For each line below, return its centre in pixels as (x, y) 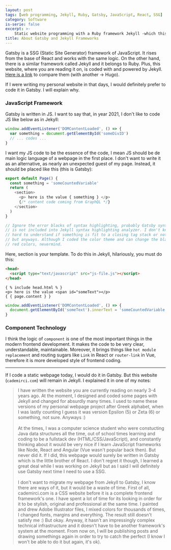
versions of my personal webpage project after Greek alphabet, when (91, 407)
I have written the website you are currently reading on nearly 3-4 (87, 391)
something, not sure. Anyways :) (52, 418)
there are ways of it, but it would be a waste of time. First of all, (84, 488)
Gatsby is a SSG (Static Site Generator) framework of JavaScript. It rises (81, 53)
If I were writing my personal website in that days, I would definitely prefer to (85, 84)
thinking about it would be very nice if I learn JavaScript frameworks (89, 445)
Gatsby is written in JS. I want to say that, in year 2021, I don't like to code (83, 114)
